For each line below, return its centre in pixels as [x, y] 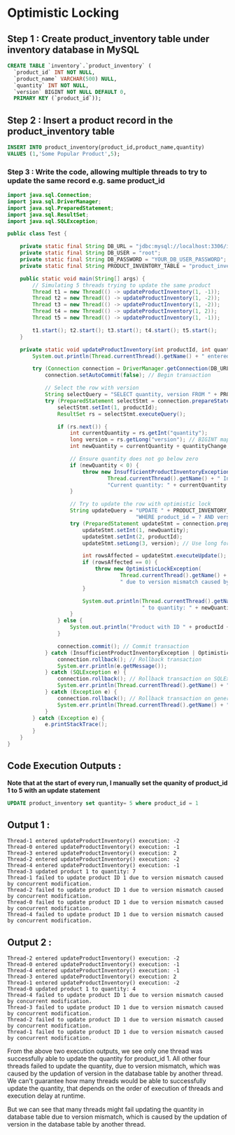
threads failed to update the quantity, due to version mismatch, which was [114, 1066]
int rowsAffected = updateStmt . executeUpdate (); [155, 556]
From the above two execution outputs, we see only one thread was [105, 1051]
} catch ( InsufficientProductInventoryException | [120, 653]
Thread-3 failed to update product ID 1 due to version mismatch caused [115, 1007]
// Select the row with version [92, 388]
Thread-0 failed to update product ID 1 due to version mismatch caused [115, 902]
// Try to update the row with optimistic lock [140, 504]
